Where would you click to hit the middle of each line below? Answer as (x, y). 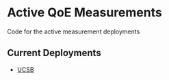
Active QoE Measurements (84, 13)
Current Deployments (54, 53)
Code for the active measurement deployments (74, 31)
